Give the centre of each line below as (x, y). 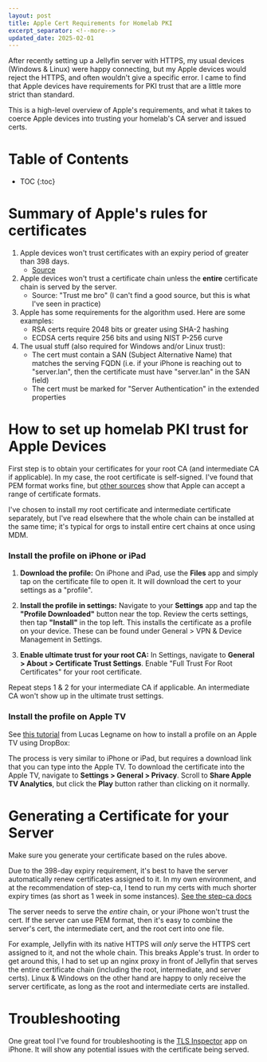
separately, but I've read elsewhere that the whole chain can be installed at (132, 518)
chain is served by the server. (68, 287)
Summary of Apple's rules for (108, 214)
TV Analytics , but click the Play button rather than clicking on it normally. (129, 783)
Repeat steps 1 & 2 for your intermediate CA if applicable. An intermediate (129, 687)
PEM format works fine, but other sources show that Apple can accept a (127, 486)
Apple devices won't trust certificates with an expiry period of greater (134, 253)
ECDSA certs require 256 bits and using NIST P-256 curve (127, 338)
